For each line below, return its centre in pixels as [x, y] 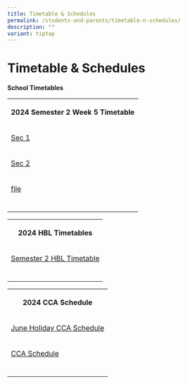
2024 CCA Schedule [57, 302]
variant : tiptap [31, 33]
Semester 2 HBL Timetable [55, 259]
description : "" [31, 27]
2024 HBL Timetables [55, 233]
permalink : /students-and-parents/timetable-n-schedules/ [94, 20]
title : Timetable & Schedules [52, 14]
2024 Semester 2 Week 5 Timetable [73, 112]
